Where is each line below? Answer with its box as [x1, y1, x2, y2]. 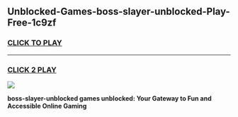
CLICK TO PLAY [7, 38, 62, 48]
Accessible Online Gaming [7, 101, 87, 110]
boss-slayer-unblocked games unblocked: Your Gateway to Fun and [7, 94, 212, 102]
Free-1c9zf [7, 17, 57, 29]
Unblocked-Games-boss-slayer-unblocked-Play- [7, 6, 230, 18]
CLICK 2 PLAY [7, 65, 57, 74]
